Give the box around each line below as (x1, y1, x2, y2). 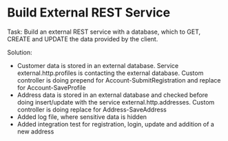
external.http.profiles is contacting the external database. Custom (17, 69, 204, 77)
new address (17, 127, 54, 135)
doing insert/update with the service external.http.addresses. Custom (17, 98, 215, 106)
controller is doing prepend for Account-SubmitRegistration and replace (17, 76, 222, 84)
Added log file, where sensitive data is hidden (17, 112, 147, 121)
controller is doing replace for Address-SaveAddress (17, 105, 167, 113)
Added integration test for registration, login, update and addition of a (17, 120, 215, 128)
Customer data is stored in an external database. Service (17, 61, 179, 69)
